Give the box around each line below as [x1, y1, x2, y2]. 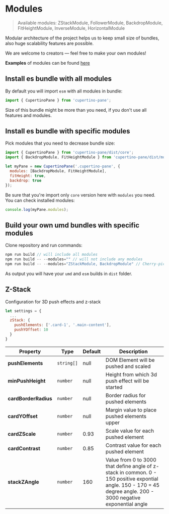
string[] [57, 360, 78, 366]
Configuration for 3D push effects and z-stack [5, 299, 101, 305]
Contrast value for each [105, 442, 161, 449]
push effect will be [105, 377, 149, 384]
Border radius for [105, 392, 146, 399]
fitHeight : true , [10, 173, 46, 178]
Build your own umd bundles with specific [5, 221, 140, 229]
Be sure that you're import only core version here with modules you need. [5, 192, 156, 198]
